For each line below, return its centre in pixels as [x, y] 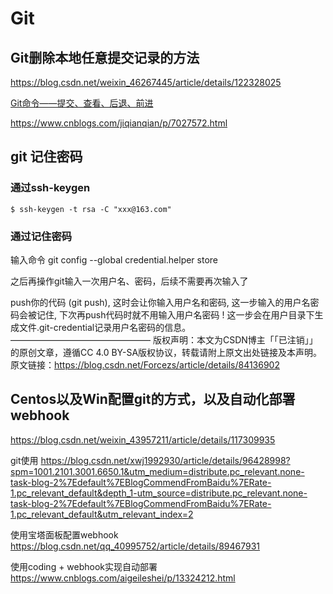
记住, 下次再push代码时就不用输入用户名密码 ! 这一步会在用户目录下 [175, 314]
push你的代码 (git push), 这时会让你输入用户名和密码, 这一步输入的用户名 [160, 302]
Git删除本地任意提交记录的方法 [105, 57]
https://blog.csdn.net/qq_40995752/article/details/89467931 [135, 546]
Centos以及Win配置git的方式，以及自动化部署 [153, 399]
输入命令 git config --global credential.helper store [114, 259]
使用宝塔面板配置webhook [64, 534]
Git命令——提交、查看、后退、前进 [82, 103]
